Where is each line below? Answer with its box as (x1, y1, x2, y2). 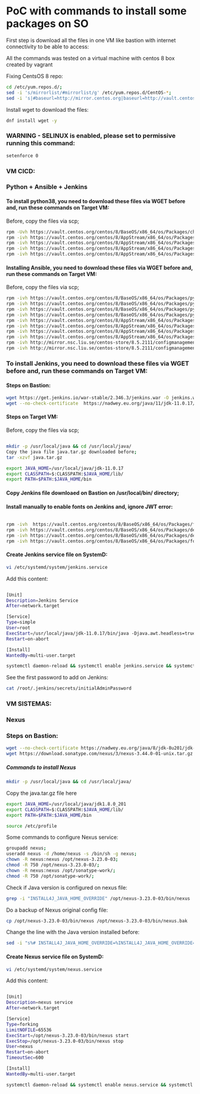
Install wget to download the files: (6, 106, 89, 113)
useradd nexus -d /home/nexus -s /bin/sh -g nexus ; (6, 851, 137, 857)
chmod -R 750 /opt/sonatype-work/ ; (6, 873, 95, 879)
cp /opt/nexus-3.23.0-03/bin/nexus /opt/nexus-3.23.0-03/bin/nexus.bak (6, 918, 187, 924)
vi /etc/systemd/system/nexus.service (6, 966, 102, 972)
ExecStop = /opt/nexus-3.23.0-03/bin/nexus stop (6, 1038, 124, 1044)
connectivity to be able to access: (6, 43, 89, 50)
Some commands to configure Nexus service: (6, 833, 118, 841)
